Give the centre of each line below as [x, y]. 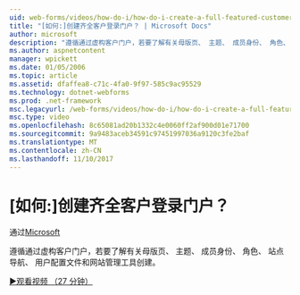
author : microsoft [43, 34]
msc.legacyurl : [37, 109]
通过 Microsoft [35, 232]
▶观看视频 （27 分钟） [51, 282]
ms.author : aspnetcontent [57, 51]
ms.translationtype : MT [54, 142]
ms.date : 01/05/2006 [48, 68]
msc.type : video [39, 117]
